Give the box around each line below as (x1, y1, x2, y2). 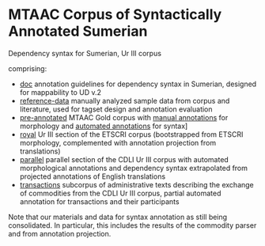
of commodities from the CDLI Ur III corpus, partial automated (19, 188, 221, 198)
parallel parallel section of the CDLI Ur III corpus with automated (19, 154, 229, 164)
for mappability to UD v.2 (19, 87, 101, 97)
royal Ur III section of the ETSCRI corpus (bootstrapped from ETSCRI (19, 129, 244, 139)
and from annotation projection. (8, 229, 112, 238)
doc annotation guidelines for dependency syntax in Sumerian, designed (19, 79, 257, 89)
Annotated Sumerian (8, 22, 148, 40)
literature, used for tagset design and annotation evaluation (19, 104, 213, 114)
